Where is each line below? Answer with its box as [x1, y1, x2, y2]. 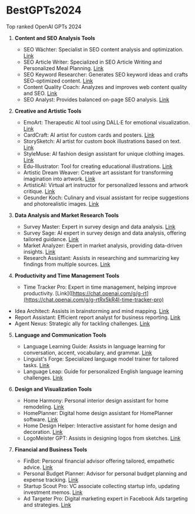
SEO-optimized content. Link [23, 77, 93, 84]
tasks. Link [23, 361, 50, 368]
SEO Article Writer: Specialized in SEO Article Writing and [23, 58, 162, 65]
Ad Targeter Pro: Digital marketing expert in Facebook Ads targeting [23, 495, 188, 502]
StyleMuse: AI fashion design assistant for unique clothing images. [23, 150, 185, 157]
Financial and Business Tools [14, 446, 88, 453]
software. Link [23, 416, 58, 423]
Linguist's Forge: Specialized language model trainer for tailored [23, 355, 179, 363]
